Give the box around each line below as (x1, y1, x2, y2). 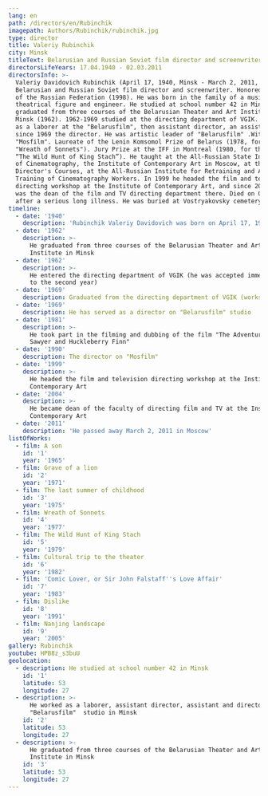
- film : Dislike (15, 597, 69, 605)
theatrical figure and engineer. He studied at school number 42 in (15, 100, 248, 108)
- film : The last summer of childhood (15, 486, 145, 495)
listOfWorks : (8, 434, 52, 443)
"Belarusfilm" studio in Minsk (29, 709, 137, 717)
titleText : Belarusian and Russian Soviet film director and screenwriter (8, 57, 262, 65)
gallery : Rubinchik (8, 642, 73, 650)
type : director (8, 33, 59, 42)
